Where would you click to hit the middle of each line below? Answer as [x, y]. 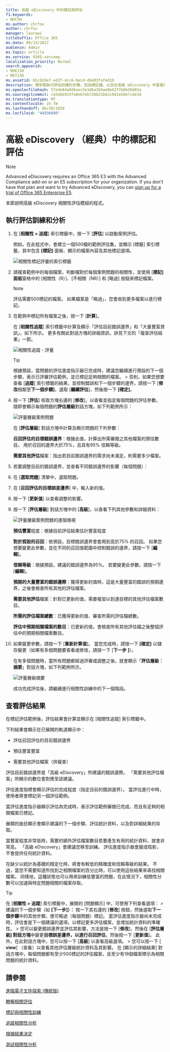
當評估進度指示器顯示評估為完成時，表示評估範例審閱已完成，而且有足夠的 [83, 807]
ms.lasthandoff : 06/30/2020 [35, 109]
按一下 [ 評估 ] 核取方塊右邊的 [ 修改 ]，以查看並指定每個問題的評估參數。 [87, 400]
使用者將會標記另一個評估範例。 [39, 796]
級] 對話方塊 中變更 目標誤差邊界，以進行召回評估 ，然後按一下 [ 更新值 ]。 [80, 935]
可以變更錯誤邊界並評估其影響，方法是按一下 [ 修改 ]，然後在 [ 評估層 [94, 929]
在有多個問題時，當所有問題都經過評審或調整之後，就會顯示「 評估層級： [88, 661]
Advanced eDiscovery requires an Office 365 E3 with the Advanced [76, 176]
